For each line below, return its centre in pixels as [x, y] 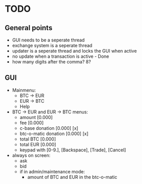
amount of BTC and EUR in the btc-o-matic [72, 177]
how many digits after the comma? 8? [51, 62]
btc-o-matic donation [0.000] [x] [54, 133]
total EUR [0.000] [38, 144]
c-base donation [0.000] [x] [49, 128]
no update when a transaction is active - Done [61, 56]
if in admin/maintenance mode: [52, 171]
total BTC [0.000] [38, 139]
